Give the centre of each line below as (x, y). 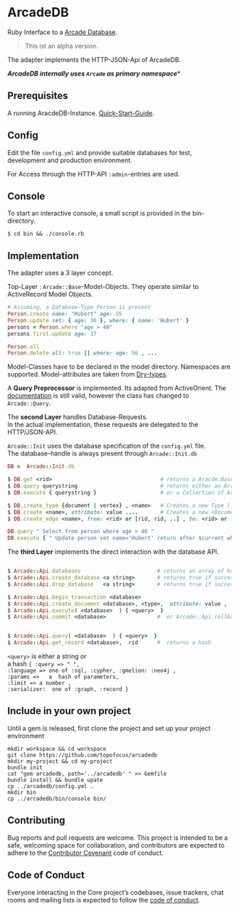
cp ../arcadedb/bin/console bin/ (57, 799)
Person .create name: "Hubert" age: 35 (65, 314)
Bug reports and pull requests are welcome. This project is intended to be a (118, 838)
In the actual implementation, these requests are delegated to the (103, 425)
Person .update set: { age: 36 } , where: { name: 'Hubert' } (99, 320)
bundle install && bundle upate (55, 780)
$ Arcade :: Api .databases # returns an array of (116, 571)
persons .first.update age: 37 (52, 334)
